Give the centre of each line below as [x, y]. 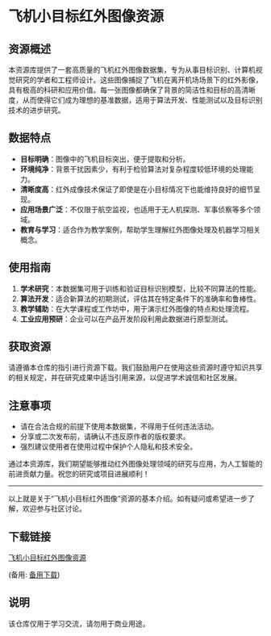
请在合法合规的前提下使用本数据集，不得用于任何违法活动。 [119, 427]
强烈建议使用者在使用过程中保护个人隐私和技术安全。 [108, 447]
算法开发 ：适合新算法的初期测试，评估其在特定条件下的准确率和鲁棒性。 [140, 299]
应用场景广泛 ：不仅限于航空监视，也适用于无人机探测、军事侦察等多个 [137, 209]
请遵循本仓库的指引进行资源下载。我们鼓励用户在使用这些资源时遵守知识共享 [135, 367]
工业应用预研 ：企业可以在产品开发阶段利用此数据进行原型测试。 [126, 319]
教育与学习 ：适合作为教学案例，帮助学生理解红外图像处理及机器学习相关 [140, 229]
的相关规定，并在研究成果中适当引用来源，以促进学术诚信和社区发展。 [125, 378]
